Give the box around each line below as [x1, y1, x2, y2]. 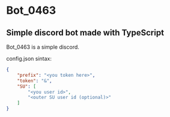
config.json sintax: [6, 55, 52, 62]
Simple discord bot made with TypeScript [6, 28, 164, 38]
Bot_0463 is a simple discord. [6, 43, 80, 50]
